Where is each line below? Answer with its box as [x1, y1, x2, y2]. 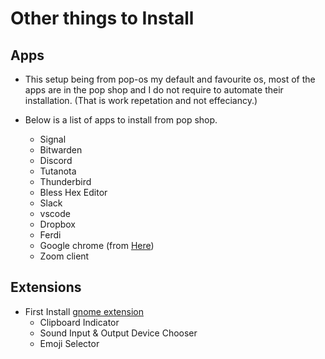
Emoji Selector [39, 337, 100, 349]
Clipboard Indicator [39, 316, 120, 328]
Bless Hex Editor [39, 187, 108, 198]
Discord [39, 155, 73, 166]
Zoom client [39, 250, 90, 262]
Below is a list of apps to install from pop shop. [24, 114, 218, 126]
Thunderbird [39, 176, 92, 187]
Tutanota [39, 165, 77, 177]
